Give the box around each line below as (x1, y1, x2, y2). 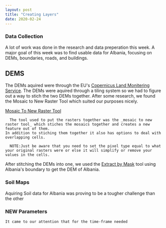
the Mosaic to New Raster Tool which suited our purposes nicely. (5, 98, 138, 105)
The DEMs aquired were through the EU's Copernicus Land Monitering (5, 83, 150, 89)
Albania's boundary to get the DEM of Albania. (5, 166, 100, 172)
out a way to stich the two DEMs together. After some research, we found (5, 93, 156, 99)
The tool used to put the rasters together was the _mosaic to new (9, 117, 153, 122)
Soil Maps (5, 179, 30, 186)
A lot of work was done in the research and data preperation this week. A (5, 44, 155, 50)
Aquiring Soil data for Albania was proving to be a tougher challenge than (5, 190, 155, 196)
